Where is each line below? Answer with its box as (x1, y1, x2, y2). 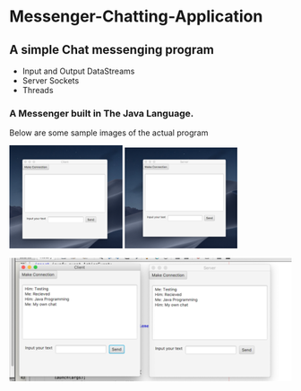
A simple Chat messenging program (9, 42, 215, 57)
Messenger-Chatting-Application (9, 6, 263, 27)
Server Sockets (21, 75, 80, 86)
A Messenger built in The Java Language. (9, 107, 194, 119)
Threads (21, 85, 54, 95)
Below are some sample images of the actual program (9, 127, 209, 138)
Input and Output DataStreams (21, 65, 135, 76)
